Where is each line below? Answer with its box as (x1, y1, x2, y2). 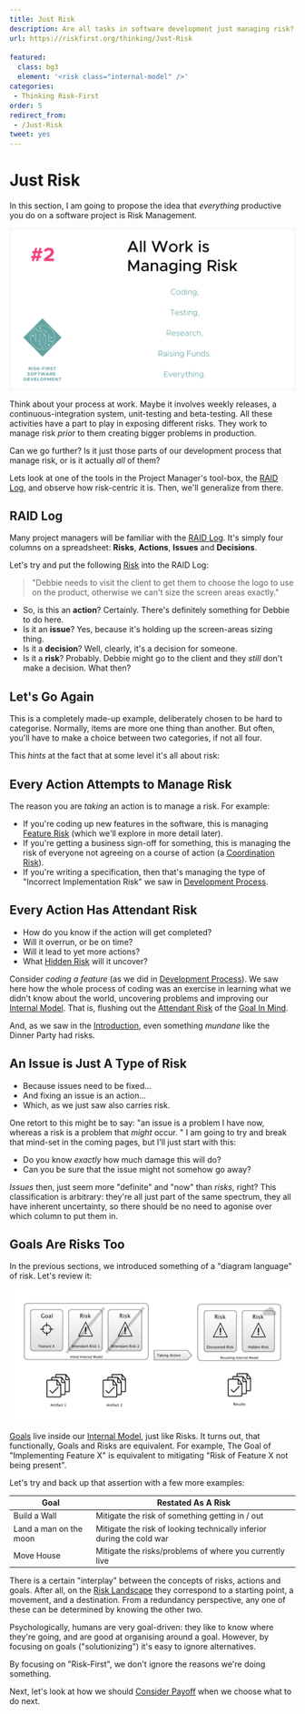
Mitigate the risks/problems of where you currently (95, 1545, 286, 1556)
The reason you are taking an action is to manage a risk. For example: (9, 801, 271, 812)
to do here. (22, 614, 64, 625)
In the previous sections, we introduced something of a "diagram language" (9, 1261, 292, 1272)
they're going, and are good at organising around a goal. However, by (9, 1631, 270, 1642)
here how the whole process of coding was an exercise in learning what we (9, 983, 292, 993)
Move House (13, 1550, 61, 1561)
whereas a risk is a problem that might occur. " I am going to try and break (9, 1126, 288, 1137)
